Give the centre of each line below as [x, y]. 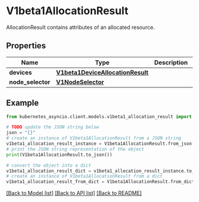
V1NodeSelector [80, 82]
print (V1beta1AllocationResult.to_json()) [59, 155]
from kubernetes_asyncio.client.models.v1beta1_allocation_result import [99, 116]
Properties [26, 46]
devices [21, 72]
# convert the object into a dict [49, 165]
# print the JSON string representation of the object [75, 149]
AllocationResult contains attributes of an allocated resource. [81, 27]
